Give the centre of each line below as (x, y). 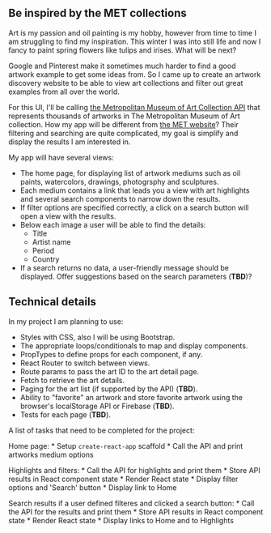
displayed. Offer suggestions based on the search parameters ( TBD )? (136, 276)
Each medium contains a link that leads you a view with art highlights (135, 190)
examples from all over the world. (64, 92)
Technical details (53, 302)
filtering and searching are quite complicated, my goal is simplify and (123, 133)
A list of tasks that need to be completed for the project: (102, 430)
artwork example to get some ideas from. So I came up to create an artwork (135, 74)
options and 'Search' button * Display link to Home (93, 487)
